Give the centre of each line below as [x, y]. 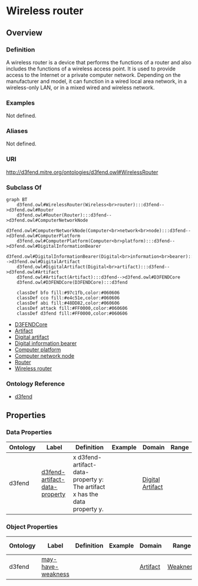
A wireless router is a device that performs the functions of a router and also [99, 62]
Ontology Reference [35, 384]
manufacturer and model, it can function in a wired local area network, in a [97, 81]
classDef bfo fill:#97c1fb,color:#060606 [68, 293]
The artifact [89, 487]
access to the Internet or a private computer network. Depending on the [93, 75]
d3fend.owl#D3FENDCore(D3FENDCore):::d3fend [72, 283]
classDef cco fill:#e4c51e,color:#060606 [68, 298]
